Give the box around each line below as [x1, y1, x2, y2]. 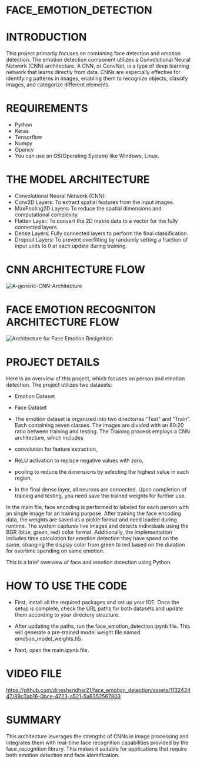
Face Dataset [14, 404, 47, 411]
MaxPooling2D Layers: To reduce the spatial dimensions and [14, 205, 162, 212]
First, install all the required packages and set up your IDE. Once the [14, 598, 180, 605]
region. [14, 474, 32, 481]
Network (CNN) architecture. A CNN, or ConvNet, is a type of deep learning [6, 62, 189, 69]
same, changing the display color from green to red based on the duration [6, 541, 185, 548]
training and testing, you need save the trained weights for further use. [14, 492, 186, 499]
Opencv [14, 146, 34, 153]
